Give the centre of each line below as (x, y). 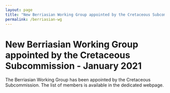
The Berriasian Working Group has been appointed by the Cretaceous (78, 80)
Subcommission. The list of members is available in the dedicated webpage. (84, 85)
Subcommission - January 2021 (73, 66)
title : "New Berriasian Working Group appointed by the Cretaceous (78, 15)
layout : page (19, 10)
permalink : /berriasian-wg (34, 19)
